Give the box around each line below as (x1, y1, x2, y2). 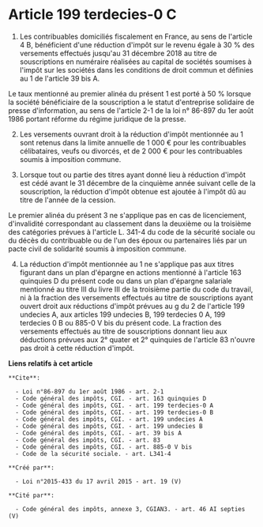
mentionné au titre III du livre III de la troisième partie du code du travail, (19, 284, 254, 294)
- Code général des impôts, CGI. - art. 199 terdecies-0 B (15, 408, 214, 416)
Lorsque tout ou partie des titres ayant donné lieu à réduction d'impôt (19, 170, 246, 179)
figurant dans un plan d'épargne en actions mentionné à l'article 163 (19, 267, 242, 277)
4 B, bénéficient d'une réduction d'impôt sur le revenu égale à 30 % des (19, 40, 255, 49)
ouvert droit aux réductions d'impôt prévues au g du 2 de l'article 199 (19, 301, 245, 311)
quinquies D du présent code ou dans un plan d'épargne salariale (19, 276, 233, 285)
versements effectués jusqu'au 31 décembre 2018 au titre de (19, 48, 217, 58)
